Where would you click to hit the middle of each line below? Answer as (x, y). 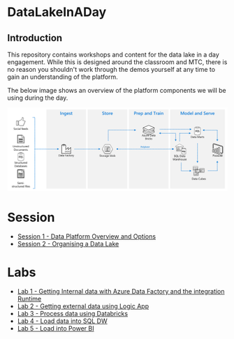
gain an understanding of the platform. (63, 77)
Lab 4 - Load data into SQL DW (63, 321)
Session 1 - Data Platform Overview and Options (86, 236)
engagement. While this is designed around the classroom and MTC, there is (117, 62)
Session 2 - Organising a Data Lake (68, 244)
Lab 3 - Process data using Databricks (72, 314)
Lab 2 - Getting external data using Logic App (83, 306)
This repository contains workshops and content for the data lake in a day (114, 54)
